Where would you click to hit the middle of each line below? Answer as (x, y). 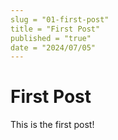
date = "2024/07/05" (53, 47)
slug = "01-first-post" (60, 19)
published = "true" (51, 38)
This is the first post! (52, 125)
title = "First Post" (55, 29)
